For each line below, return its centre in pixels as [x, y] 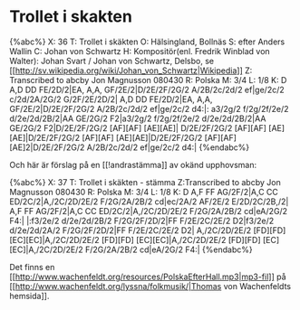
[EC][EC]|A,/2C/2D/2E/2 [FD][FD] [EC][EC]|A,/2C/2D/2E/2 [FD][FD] [135, 240]
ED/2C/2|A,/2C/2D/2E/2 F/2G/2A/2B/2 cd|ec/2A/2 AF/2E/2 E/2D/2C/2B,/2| [149, 202]
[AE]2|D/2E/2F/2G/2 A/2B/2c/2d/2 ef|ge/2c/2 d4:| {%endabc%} [130, 147]
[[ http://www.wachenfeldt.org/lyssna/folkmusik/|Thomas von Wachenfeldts [150, 286]
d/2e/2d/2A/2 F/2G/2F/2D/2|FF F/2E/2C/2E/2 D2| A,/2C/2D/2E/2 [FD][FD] [148, 230]
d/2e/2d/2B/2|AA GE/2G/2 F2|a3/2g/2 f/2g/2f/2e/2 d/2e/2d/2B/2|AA [138, 118]
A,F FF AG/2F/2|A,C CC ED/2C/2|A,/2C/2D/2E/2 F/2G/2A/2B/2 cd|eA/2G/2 [149, 211]
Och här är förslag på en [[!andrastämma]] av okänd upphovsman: [133, 164]
